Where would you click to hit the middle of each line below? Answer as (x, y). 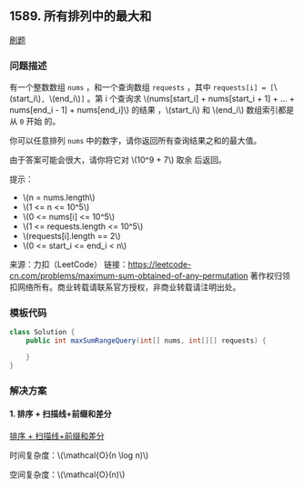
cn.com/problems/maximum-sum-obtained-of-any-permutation (129, 276)
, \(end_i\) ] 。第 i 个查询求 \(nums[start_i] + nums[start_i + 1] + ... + (168, 99)
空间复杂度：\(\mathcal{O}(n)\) (67, 474)
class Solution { (42, 333)
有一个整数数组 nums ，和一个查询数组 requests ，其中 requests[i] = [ (142, 87)
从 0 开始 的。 (35, 122)
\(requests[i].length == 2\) (71, 236)
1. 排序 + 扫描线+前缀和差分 (61, 414)
